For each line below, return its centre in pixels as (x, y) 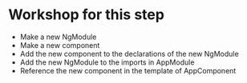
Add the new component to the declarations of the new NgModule (129, 53)
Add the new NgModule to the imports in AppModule (107, 62)
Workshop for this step (86, 15)
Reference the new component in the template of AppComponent (128, 70)
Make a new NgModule (58, 37)
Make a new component (60, 45)
